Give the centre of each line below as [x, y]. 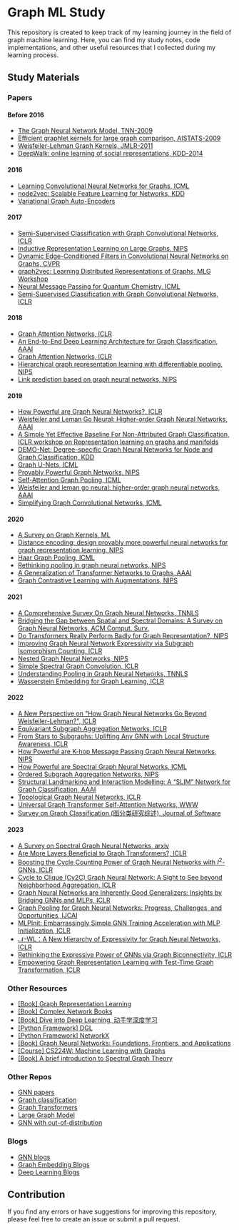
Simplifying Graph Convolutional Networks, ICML [90, 503]
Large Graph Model [46, 1115]
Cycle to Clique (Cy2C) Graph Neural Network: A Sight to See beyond [120, 877]
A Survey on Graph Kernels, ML [64, 535]
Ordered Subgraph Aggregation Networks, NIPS [88, 774]
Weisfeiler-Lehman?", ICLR [57, 721]
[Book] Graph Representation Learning [75, 1004]
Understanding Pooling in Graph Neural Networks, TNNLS [103, 673]
